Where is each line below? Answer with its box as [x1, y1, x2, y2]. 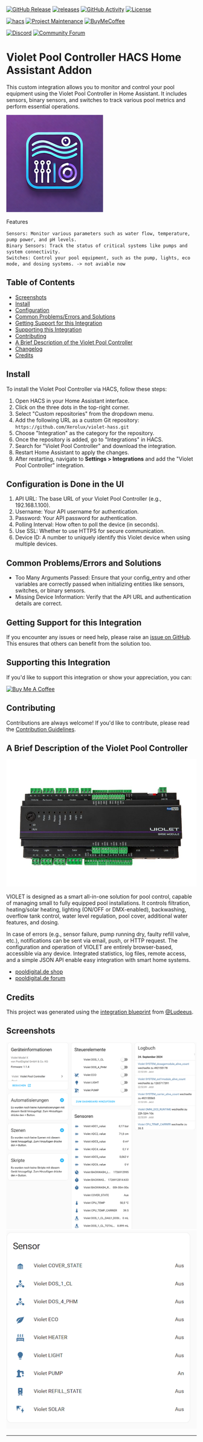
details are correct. [14, 600, 62, 607]
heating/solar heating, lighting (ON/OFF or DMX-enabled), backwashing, [6, 906, 187, 913]
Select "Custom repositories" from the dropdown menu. [14, 410, 154, 417]
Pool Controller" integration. [14, 461, 85, 469]
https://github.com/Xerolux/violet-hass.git [14, 424, 129, 430]
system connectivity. [6, 249, 61, 255]
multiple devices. [14, 540, 58, 547]
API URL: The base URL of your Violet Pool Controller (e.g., [14, 495, 162, 503]
